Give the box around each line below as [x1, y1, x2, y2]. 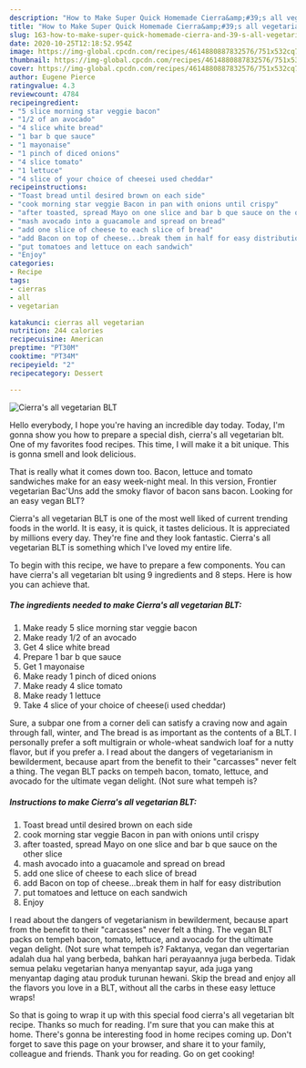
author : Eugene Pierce [9, 73, 96, 82]
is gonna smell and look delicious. [9, 448, 137, 459]
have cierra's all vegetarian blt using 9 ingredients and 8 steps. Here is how [9, 569, 293, 580]
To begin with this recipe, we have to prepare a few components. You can [9, 560, 286, 570]
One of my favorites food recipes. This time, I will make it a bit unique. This [9, 438, 290, 449]
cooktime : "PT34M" [9, 352, 79, 361]
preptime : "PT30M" [9, 344, 79, 353]
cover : [9, 65, 35, 74]
